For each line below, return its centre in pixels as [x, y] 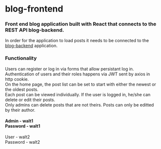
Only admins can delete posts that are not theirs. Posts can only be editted [80, 104]
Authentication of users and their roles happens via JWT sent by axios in [78, 74]
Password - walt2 [23, 142]
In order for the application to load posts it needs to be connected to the [77, 41]
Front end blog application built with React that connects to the [81, 24]
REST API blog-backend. [35, 30]
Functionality [21, 58]
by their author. [20, 110]
